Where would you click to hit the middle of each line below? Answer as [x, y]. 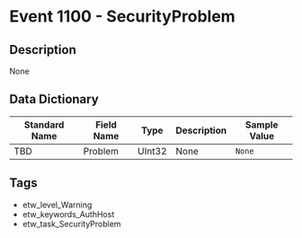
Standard [44, 125]
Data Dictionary [54, 99]
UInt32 [152, 151]
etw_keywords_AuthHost [68, 214]
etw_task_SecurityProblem [71, 224]
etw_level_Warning [57, 205]
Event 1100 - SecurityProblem [122, 17]
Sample [262, 125]
